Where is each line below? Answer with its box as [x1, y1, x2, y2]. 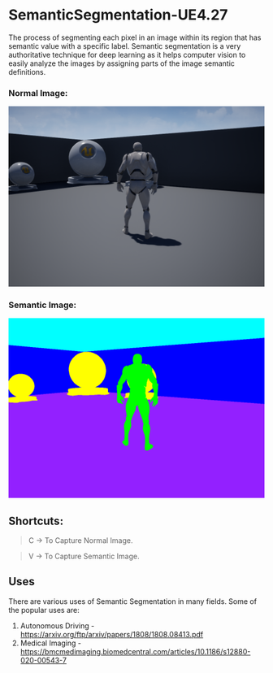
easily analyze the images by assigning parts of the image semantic [8, 59, 236, 68]
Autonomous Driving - [19, 620, 95, 631]
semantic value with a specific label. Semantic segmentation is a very [8, 41, 241, 50]
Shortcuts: [8, 514, 63, 528]
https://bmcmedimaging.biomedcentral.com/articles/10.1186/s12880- [19, 646, 251, 656]
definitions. [8, 67, 46, 76]
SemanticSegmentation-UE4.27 [8, 6, 228, 24]
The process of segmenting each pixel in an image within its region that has [8, 33, 262, 42]
